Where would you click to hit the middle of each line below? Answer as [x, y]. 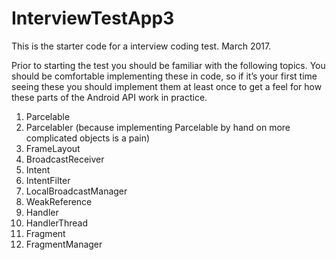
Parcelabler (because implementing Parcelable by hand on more [158, 127]
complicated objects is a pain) [88, 138]
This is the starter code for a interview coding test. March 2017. [141, 46]
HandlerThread [57, 223]
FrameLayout [53, 148]
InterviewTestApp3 [93, 18]
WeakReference [59, 201]
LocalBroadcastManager [76, 191]
